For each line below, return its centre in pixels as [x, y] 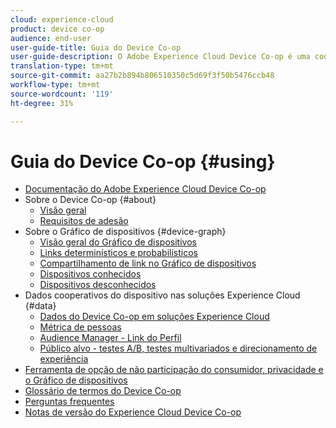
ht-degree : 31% [42, 103]
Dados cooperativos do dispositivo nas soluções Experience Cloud [162, 295]
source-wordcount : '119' [62, 94]
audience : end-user [51, 38]
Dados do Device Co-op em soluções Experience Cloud [154, 317]
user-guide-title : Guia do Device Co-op [96, 47]
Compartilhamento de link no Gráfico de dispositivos [148, 263]
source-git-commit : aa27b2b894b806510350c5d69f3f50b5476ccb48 [142, 76]
